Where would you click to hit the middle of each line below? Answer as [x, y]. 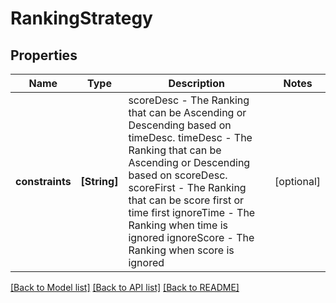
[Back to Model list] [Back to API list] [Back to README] [125, 287]
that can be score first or [186, 200]
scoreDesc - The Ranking [189, 100]
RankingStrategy [81, 18]
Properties [44, 55]
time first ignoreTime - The [192, 212]
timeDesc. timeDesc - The [190, 137]
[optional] [297, 181]
